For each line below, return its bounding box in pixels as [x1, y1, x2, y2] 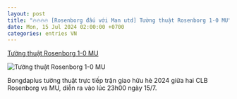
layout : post [7, 10, 46, 18]
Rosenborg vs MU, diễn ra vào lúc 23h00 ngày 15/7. [7, 84, 157, 92]
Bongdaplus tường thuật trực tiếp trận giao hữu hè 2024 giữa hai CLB [7, 77, 208, 85]
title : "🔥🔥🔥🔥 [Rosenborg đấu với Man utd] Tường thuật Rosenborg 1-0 [7, 17, 219, 24]
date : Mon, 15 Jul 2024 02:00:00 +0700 [7, 23, 125, 30]
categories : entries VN [7, 29, 78, 37]
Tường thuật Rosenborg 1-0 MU [7, 49, 99, 58]
